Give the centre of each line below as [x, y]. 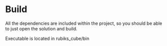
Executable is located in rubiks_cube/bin [47, 38]
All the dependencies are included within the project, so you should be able [84, 23]
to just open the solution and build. [41, 28]
